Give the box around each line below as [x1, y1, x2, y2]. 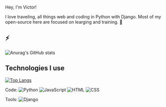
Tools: [5, 96, 18, 102]
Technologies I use [5, 64, 65, 72]
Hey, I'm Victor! [5, 4, 37, 10]
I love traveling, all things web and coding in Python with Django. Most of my [5, 14, 162, 19]
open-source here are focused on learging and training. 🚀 [5, 19, 123, 25]
